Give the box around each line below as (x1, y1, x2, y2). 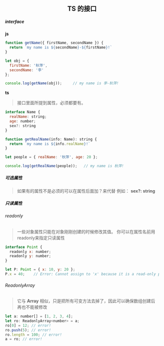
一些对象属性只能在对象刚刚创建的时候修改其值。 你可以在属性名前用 (17, 228, 155, 234)
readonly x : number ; (9, 249, 51, 254)
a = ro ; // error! (5, 337, 42, 342)
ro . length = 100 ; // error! (5, 332, 62, 337)
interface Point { (5, 245, 42, 249)
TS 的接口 (67, 4, 97, 13)
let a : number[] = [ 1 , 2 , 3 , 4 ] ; (5, 314, 73, 319)
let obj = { (5, 58, 29, 63)
